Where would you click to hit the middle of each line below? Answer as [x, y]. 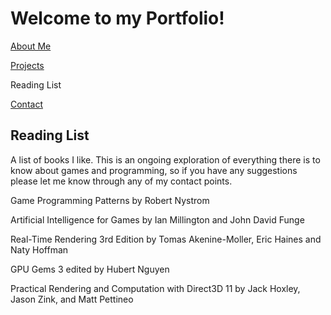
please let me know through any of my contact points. [121, 181]
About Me [31, 46]
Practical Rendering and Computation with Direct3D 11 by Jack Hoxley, [155, 288]
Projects [27, 65]
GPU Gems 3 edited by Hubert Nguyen [90, 269]
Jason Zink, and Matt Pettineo [72, 299]
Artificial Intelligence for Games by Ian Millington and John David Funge [157, 219]
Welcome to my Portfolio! [117, 18]
